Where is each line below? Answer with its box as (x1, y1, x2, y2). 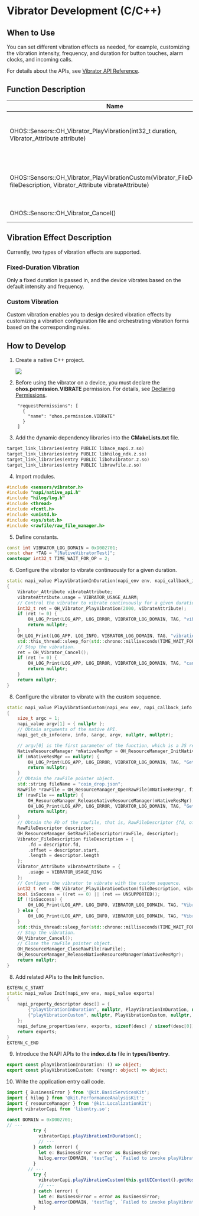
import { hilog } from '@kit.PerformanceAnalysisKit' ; (6, 1095, 145, 1101)
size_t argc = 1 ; (17, 716, 60, 722)
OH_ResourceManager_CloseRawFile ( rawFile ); (17, 946, 126, 952)
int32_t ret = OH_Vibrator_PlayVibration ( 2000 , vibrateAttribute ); (17, 605, 187, 612)
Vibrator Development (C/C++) (6, 4, 162, 18)
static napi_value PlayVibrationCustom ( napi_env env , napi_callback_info (6, 704, 193, 710)
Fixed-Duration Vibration (6, 263, 80, 271)
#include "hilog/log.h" (6, 495, 66, 501)
